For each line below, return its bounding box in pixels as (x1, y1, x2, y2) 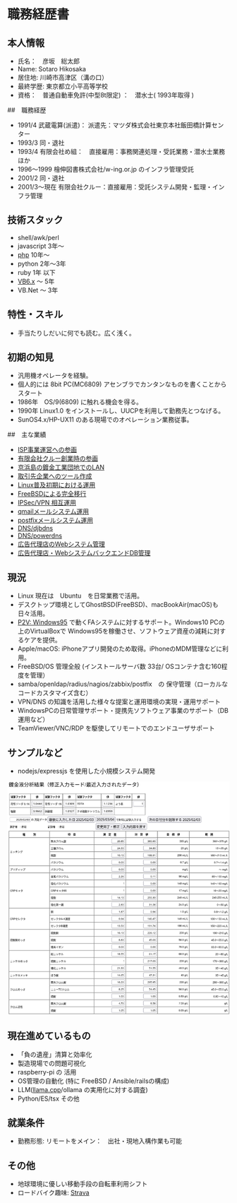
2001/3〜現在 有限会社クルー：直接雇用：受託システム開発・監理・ (17, 183, 213, 191)
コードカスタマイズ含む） (17, 689, 92, 697)
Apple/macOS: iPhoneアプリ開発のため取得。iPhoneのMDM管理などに (17, 644, 223, 653)
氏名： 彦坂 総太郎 (17, 57, 80, 65)
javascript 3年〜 (17, 242, 65, 250)
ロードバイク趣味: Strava (17, 1188, 90, 1197)
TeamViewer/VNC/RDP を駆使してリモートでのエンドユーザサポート (17, 724, 215, 733)
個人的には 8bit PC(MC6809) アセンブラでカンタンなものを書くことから (17, 380, 227, 389)
